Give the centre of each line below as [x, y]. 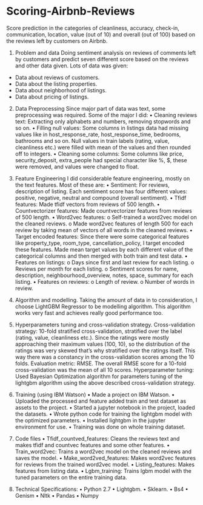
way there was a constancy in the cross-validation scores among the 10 [105, 357]
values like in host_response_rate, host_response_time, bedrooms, [98, 134]
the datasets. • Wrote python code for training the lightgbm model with [103, 414]
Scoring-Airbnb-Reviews [71, 11]
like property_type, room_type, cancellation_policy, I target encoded [100, 243]
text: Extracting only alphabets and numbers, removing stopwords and [103, 121]
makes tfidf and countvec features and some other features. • [92, 445]
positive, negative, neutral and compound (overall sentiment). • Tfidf [101, 198]
